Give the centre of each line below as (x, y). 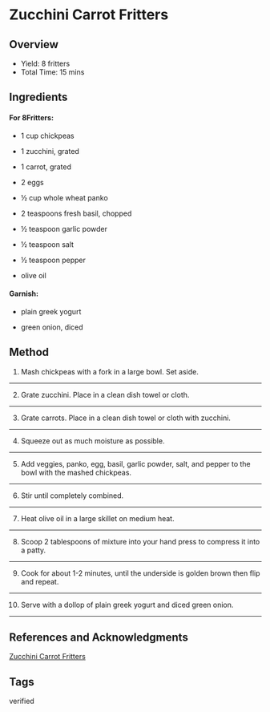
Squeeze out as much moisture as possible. (93, 441)
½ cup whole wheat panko (64, 197)
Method (29, 352)
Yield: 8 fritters (45, 63)
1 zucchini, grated (50, 151)
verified (22, 701)
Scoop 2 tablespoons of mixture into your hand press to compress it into (140, 541)
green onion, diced (52, 327)
